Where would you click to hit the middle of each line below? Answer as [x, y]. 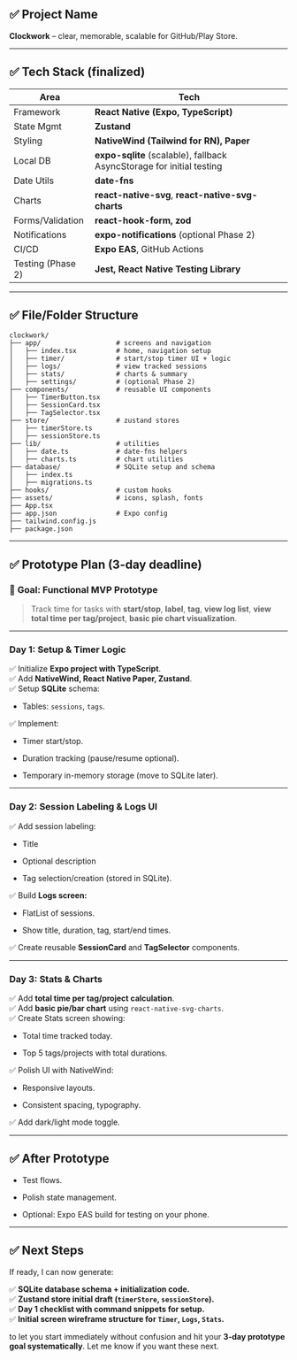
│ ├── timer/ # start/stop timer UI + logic [120, 359]
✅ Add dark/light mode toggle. [65, 1122]
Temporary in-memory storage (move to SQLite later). [120, 776]
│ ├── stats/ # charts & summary [99, 374]
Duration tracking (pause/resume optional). [100, 758]
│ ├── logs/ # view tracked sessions [108, 366]
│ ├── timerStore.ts [51, 428]
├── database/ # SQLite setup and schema [112, 467]
